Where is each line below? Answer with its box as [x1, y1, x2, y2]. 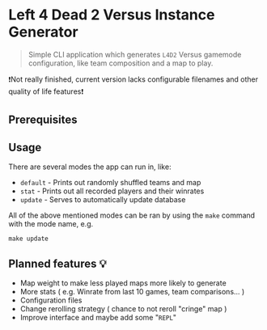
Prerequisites [8, 113, 78, 127]
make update [8, 235, 49, 243]
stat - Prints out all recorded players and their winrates [19, 186, 205, 196]
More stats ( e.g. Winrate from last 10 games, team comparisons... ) [19, 286, 245, 296]
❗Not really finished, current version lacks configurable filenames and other [8, 74, 259, 84]
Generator [8, 23, 78, 41]
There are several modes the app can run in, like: [8, 162, 172, 171]
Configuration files [19, 295, 83, 305]
